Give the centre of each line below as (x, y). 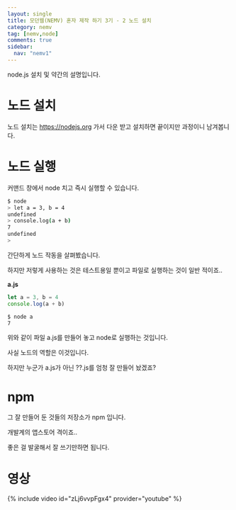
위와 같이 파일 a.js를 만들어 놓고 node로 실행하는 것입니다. (88, 338)
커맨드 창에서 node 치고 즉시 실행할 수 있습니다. (73, 188)
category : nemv (30, 27)
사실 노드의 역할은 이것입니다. (48, 353)
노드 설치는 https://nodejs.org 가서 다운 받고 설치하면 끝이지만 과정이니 (106, 126)
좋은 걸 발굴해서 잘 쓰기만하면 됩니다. (58, 448)
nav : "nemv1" (33, 54)
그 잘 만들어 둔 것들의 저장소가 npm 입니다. (67, 417)
